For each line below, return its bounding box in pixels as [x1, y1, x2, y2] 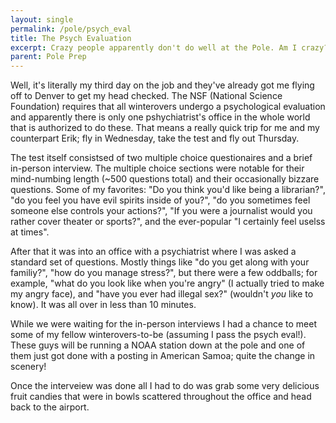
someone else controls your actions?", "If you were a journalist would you [10, 205, 313, 217]
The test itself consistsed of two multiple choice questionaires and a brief [10, 152, 313, 164]
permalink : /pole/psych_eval [10, 24, 132, 34]
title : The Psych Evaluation [10, 33, 132, 43]
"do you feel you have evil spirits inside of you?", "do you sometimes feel [10, 194, 311, 206]
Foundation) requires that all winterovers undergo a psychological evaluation [10, 101, 326, 113]
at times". [10, 226, 50, 238]
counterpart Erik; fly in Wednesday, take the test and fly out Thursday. [10, 132, 300, 145]
